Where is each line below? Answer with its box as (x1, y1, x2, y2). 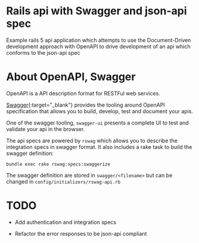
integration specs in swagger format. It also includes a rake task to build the (6, 143, 192, 150)
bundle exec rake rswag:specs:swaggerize (6, 161, 111, 167)
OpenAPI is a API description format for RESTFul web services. (6, 89, 161, 96)
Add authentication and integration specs (14, 219, 117, 226)
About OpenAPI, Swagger (6, 70, 136, 84)
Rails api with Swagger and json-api (6, 4, 187, 18)
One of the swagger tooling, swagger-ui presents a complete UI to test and (6, 119, 189, 126)
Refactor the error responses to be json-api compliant (14, 230, 147, 237)
